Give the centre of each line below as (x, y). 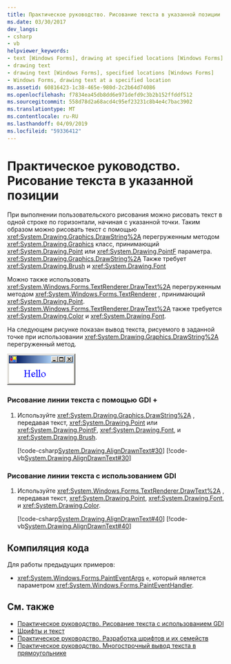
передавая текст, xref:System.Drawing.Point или (87, 422)
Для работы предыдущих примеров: (61, 564)
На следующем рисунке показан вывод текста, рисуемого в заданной (111, 329)
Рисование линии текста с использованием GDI (92, 476)
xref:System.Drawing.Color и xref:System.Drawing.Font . (87, 316)
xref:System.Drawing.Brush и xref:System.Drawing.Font (87, 266)
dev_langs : (23, 29)
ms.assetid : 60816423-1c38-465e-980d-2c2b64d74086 (81, 87)
